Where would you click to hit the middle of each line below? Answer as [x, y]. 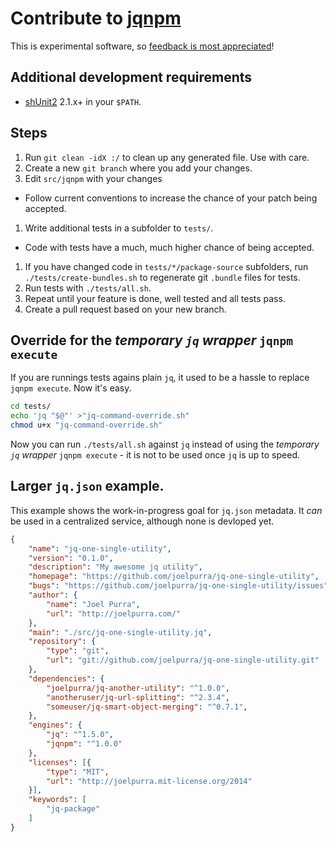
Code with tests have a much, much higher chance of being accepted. [169, 247]
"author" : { [53, 595]
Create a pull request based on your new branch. [125, 309]
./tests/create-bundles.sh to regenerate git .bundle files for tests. [162, 277]
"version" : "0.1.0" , [71, 558]
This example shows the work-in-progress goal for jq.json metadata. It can [166, 510]
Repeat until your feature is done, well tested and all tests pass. [155, 298]
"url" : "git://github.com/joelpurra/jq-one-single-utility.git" [183, 660]
